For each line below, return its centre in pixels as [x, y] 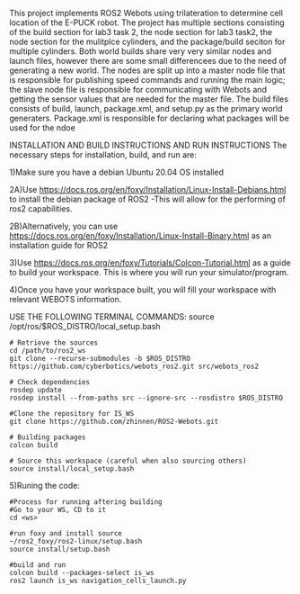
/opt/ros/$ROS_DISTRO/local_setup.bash [85, 326]
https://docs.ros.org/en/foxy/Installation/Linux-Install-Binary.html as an [141, 236]
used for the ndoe [43, 128]
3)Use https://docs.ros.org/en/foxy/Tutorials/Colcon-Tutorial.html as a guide [150, 263]
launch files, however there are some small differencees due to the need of [148, 61]
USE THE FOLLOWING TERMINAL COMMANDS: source [112, 317]
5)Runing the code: [45, 486]
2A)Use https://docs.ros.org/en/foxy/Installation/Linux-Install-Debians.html [148, 189]
